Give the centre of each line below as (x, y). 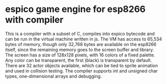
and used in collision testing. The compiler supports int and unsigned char (81, 70)
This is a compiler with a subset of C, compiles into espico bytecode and (80, 33)
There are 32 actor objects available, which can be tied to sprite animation (82, 65)
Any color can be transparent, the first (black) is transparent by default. (78, 60)
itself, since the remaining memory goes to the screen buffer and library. (79, 49)
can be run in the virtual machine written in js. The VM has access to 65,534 (84, 39)
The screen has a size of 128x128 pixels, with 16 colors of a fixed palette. (80, 55)
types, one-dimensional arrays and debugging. (53, 76)
